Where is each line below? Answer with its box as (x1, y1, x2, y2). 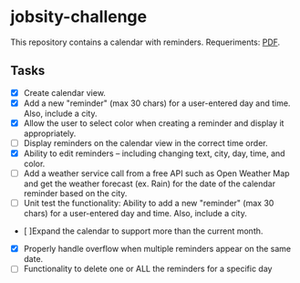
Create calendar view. (23, 87, 106, 98)
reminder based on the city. (23, 188, 128, 199)
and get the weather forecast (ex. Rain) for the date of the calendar (23, 178, 276, 189)
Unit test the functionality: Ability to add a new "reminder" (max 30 (23, 198, 274, 209)
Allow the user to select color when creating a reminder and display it (23, 117, 284, 129)
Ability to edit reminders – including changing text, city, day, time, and (23, 148, 285, 159)
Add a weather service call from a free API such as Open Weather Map (23, 168, 290, 179)
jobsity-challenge (10, 6, 148, 27)
